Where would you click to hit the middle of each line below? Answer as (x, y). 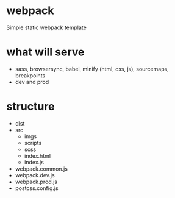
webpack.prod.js (36, 182)
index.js (34, 162)
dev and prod (32, 82)
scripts (33, 143)
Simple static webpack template (46, 27)
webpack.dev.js (35, 175)
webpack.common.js (41, 169)
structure (30, 107)
